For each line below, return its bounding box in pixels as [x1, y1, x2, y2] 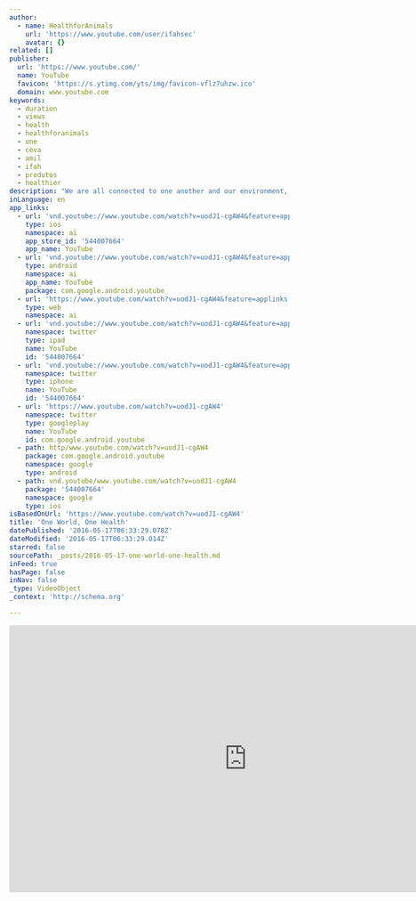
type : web [25, 303, 62, 312]
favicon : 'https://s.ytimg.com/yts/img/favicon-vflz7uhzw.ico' [17, 79, 256, 88]
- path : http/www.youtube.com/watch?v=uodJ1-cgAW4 [17, 443, 209, 452]
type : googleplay [25, 418, 90, 427]
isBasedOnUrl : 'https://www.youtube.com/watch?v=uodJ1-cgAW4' [9, 509, 244, 519]
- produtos [17, 170, 58, 179]
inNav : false [9, 576, 58, 585]
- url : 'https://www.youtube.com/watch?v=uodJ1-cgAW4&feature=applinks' [17, 295, 292, 304]
